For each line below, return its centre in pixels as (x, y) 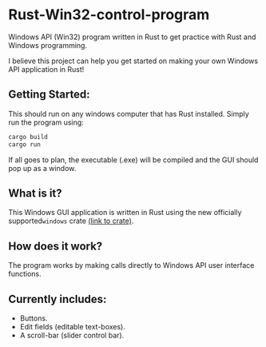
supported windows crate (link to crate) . (71, 221)
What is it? (35, 193)
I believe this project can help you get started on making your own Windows (133, 61)
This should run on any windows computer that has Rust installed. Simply (129, 114)
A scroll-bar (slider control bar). (72, 335)
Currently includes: (58, 299)
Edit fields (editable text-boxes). (72, 326)
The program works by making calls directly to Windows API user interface (131, 265)
